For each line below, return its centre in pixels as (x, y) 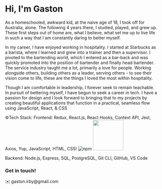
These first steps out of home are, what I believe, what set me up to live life (80, 32)
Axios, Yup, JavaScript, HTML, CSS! (41, 148)
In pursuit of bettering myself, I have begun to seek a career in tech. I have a (81, 93)
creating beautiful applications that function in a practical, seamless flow (78, 103)
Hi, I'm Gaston (34, 9)
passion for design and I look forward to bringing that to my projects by (76, 97)
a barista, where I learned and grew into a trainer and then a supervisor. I (78, 52)
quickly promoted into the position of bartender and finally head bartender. (80, 63)
